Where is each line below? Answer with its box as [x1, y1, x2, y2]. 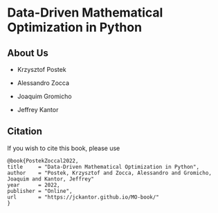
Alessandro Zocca [17, 79, 70, 87]
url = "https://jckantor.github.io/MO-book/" [7, 194, 159, 201]
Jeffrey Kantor [17, 106, 59, 113]
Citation [7, 126, 43, 138]
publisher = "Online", [7, 187, 73, 194]
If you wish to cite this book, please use [7, 144, 120, 152]
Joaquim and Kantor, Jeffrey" [7, 175, 95, 183]
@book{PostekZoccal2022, [7, 157, 79, 164]
